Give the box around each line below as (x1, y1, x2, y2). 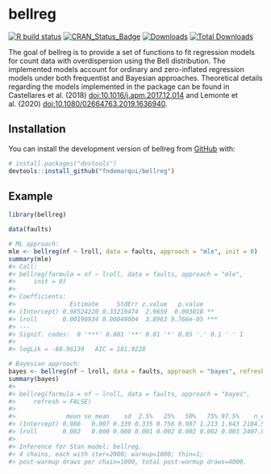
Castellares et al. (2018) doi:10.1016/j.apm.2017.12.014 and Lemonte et (8, 90, 238, 99)
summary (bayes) (8, 375, 60, 383)
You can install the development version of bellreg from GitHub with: (8, 143, 236, 154)
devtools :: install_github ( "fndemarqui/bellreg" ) (8, 167, 175, 175)
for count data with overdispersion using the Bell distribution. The (8, 56, 226, 66)
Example (8, 189, 53, 203)
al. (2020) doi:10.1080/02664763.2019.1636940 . (8, 99, 168, 108)
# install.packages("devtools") (8, 159, 117, 167)
